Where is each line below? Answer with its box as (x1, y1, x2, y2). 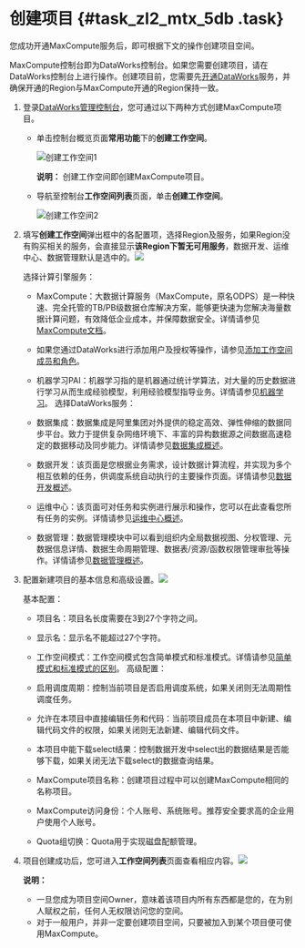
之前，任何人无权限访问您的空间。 (60, 905, 188, 916)
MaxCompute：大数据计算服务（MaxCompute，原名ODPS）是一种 (36, 291, 288, 301)
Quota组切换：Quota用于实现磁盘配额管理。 (36, 835, 202, 847)
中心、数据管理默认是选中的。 (22, 251, 135, 262)
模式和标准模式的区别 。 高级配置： (36, 662, 167, 674)
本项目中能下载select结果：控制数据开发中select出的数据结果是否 (36, 743, 281, 754)
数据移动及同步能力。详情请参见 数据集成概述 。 (52, 439, 229, 451)
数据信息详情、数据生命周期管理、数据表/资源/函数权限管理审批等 (36, 543, 282, 554)
